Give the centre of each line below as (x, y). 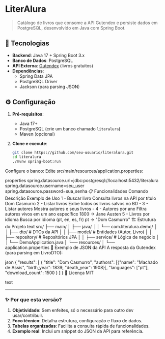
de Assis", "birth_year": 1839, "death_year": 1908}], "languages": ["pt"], (77, 268)
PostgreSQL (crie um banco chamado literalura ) (70, 128)
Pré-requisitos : (28, 114)
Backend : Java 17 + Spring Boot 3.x (48, 55)
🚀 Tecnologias (27, 44)
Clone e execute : (30, 143)
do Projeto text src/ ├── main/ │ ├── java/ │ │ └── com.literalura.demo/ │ (81, 227)
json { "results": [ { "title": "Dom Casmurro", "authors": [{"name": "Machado (82, 262)
